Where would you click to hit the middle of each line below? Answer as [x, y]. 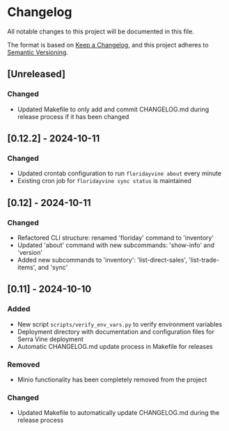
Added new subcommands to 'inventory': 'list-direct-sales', [102, 260]
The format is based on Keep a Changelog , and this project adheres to [108, 45]
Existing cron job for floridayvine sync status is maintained [104, 181]
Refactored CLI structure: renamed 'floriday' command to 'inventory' [116, 238]
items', [27, 267]
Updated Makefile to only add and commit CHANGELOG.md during [113, 109]
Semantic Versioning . [38, 52]
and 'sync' [53, 267]
